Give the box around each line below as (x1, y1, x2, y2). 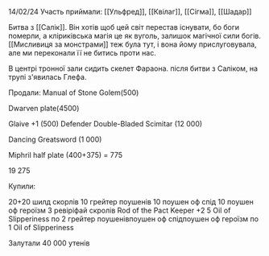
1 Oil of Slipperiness (8, 223, 74, 232)
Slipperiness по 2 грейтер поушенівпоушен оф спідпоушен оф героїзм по (8, 214, 259, 224)
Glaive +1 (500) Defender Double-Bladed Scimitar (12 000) (8, 119, 203, 128)
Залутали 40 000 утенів (8, 238, 90, 248)
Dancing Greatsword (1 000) (8, 134, 102, 144)
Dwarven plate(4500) (8, 104, 80, 113)
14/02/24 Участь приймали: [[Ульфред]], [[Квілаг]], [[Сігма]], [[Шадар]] (8, 7, 252, 16)
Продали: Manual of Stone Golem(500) (8, 88, 139, 97)
